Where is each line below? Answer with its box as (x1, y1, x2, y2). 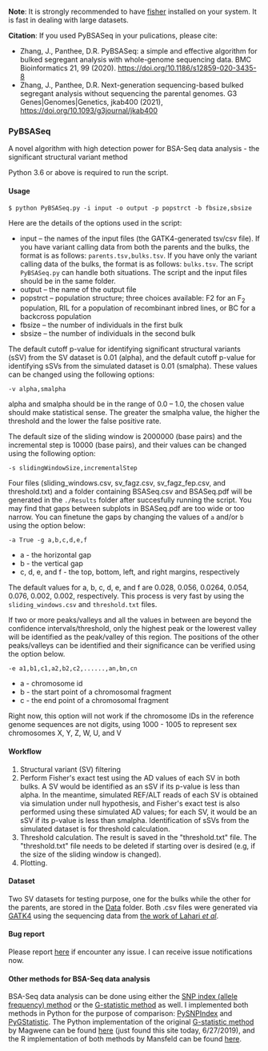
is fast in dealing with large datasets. (8, 15, 130, 25)
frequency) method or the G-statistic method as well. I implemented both (8, 1000, 249, 1010)
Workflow (8, 746, 42, 756)
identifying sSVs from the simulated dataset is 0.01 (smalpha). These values (8, 362, 258, 371)
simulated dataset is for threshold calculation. (19, 824, 170, 833)
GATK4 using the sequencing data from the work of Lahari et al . (8, 911, 219, 921)
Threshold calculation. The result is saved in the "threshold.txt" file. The (19, 832, 258, 842)
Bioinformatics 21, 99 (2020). (19, 63, 116, 73)
